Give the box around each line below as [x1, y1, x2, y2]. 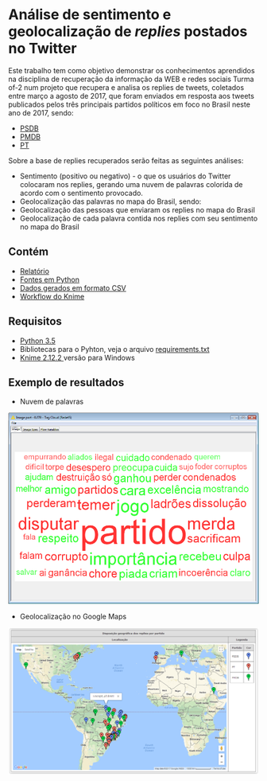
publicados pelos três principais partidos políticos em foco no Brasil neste [8, 100, 250, 109]
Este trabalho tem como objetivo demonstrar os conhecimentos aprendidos [8, 65, 256, 75]
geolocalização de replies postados [8, 22, 248, 41]
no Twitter [8, 40, 77, 57]
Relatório [19, 266, 50, 275]
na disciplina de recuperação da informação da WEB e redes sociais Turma [8, 74, 254, 84]
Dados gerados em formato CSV [19, 283, 127, 292]
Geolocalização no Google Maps [19, 611, 127, 621]
